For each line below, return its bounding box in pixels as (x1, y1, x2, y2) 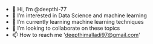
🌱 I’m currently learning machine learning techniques (11, 18, 144, 25)
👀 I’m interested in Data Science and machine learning (11, 12, 147, 19)
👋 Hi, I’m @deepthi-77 (11, 6, 67, 12)
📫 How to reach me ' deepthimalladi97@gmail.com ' (11, 32, 140, 38)
